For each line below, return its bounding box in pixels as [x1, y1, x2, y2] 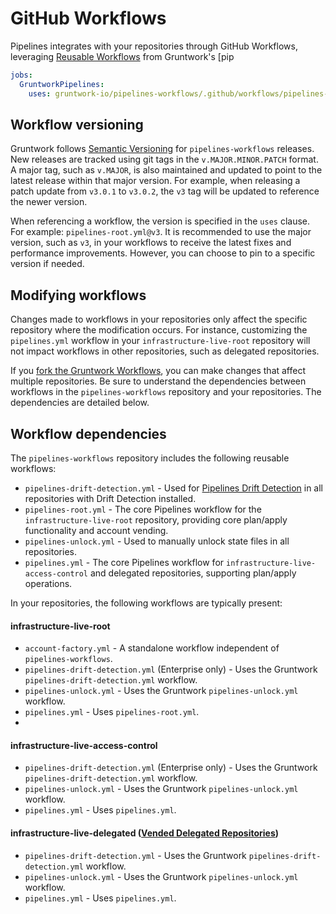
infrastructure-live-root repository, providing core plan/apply [24, 514, 288, 526]
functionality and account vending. [24, 525, 169, 536]
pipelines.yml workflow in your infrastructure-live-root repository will [10, 335, 311, 347]
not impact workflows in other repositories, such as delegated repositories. [10, 345, 320, 357]
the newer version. [10, 196, 88, 208]
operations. [24, 578, 73, 589]
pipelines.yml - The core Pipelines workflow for [24, 557, 225, 568]
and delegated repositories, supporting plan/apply [89, 567, 297, 579]
